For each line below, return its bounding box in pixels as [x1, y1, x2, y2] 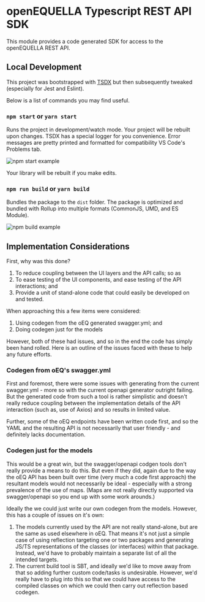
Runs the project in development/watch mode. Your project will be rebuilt [6, 126, 190, 133]
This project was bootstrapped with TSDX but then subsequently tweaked [6, 78, 193, 85]
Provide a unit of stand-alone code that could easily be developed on [15, 289, 190, 296]
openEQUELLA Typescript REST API [6, 4, 192, 18]
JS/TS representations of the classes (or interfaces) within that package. [15, 542, 199, 550]
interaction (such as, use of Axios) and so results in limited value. [6, 406, 171, 414]
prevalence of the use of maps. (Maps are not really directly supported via [6, 486, 194, 493]
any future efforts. [6, 351, 52, 358]
